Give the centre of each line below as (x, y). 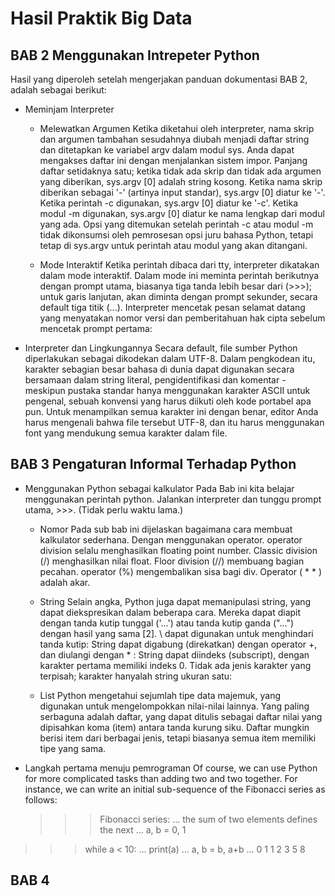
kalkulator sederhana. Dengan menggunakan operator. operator (171, 539)
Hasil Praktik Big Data (101, 18)
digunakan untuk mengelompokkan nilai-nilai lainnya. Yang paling (174, 706)
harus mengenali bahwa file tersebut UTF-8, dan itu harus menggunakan (174, 422)
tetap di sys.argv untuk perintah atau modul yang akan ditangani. (173, 245)
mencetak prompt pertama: (96, 328)
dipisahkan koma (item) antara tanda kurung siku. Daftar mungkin (174, 727)
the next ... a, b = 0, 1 (143, 829)
